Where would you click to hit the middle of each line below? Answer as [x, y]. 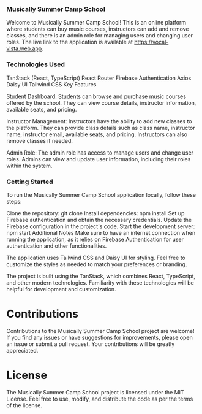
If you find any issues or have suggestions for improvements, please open [99, 337]
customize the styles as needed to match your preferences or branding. [97, 264]
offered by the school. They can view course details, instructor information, [101, 102]
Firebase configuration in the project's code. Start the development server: [101, 226]
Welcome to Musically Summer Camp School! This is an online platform [96, 23]
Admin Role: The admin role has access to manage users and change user [100, 153]
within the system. [29, 166]
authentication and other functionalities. [57, 246]
